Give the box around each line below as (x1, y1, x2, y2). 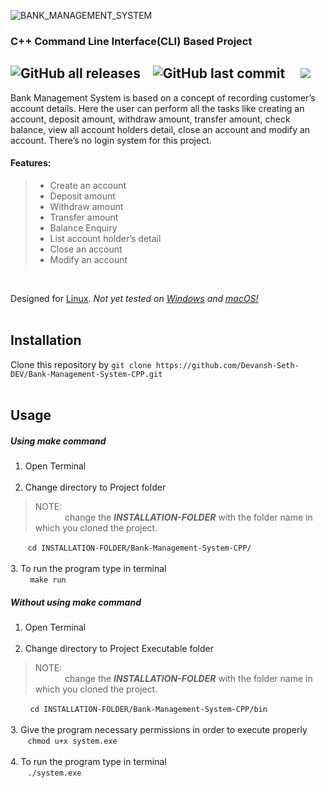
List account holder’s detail (49, 232, 162, 244)
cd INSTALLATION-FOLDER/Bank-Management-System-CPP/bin (29, 705, 268, 715)
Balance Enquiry (49, 221, 118, 234)
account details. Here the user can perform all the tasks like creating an (10, 102, 305, 114)
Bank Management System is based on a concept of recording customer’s (10, 91, 316, 104)
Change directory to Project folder (24, 481, 167, 494)
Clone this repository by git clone (10, 358, 152, 370)
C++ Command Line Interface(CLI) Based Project (10, 34, 253, 48)
